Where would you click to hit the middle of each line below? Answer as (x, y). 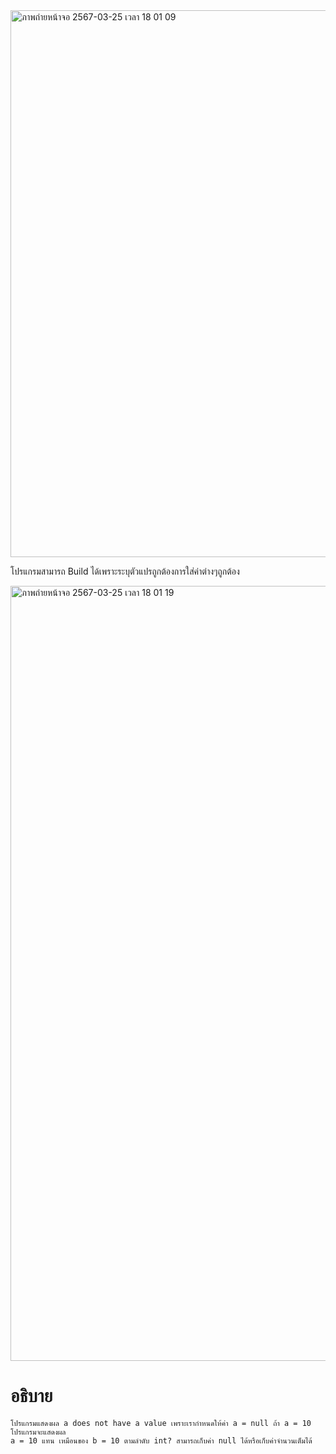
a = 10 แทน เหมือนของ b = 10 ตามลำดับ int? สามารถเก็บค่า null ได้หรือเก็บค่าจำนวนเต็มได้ (161, 1440)
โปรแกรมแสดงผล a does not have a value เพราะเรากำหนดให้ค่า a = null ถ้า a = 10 (161, 1423)
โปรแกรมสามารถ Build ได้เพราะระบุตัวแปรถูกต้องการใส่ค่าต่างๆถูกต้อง (125, 571)
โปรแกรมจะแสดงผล (38, 1432)
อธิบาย (31, 1396)
